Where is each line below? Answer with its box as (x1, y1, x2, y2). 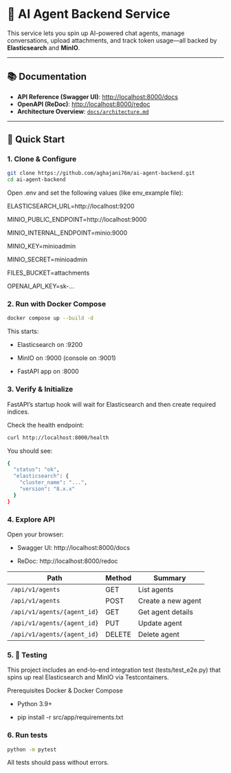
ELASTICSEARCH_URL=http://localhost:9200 (7, 202, 135, 211)
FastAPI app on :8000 (16, 368, 79, 376)
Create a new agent (137, 595, 201, 605)
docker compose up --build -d (7, 315, 94, 322)
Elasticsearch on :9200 (16, 341, 83, 349)
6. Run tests (7, 730, 48, 740)
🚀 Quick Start (7, 134, 65, 145)
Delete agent (137, 629, 180, 639)
